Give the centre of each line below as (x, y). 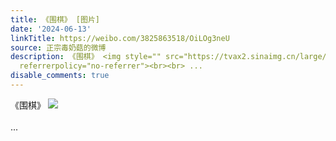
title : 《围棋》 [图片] (55, 19)
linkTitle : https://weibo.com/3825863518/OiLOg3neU (120, 38)
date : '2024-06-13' (51, 29)
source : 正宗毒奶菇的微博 (58, 47)
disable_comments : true (60, 76)
